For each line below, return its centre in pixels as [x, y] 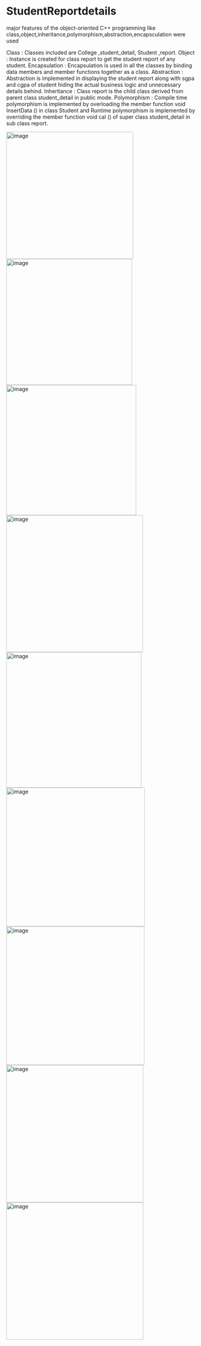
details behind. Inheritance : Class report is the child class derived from [95, 91]
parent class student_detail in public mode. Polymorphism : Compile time [97, 97]
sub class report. [27, 123]
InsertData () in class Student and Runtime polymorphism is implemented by [101, 110]
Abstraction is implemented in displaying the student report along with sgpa [101, 78]
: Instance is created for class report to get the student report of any [91, 59]
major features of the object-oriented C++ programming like [81, 28]
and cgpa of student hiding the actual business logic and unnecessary [94, 84]
